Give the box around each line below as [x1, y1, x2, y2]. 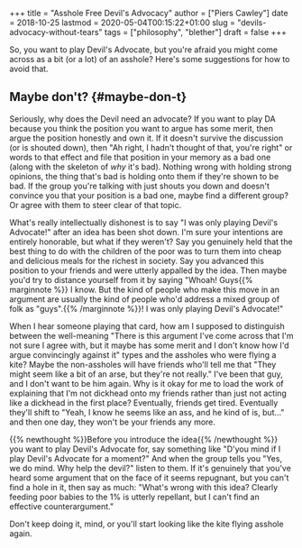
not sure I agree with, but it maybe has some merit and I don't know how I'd [9, 340, 290, 351]
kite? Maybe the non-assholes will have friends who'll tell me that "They [9, 359, 277, 370]
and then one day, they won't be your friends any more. [9, 416, 216, 427]
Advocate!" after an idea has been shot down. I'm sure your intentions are [9, 226, 284, 237]
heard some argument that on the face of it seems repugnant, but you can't [9, 472, 289, 483]
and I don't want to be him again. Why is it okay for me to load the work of [9, 378, 284, 388]
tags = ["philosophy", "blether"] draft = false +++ [104, 27, 287, 37]
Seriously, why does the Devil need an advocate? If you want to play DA [9, 113, 277, 124]
